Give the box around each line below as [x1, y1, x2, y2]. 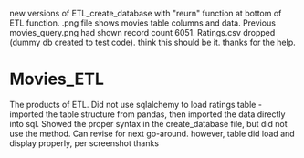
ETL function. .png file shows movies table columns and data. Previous [9, 17, 277, 28]
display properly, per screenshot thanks [9, 137, 160, 149]
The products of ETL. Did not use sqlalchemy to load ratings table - [9, 99, 263, 110]
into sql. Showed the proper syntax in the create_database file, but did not [9, 118, 288, 129]
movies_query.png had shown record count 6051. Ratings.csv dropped [9, 27, 276, 37]
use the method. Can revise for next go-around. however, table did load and [9, 128, 295, 139]
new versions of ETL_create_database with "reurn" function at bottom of [9, 8, 282, 18]
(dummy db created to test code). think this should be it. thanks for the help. [9, 37, 296, 47]
